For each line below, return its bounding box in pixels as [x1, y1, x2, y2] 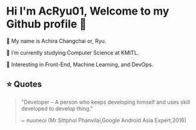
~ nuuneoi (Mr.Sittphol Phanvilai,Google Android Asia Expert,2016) [21, 117, 186, 124]
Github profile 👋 [6, 17, 87, 31]
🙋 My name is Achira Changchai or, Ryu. [6, 37, 106, 44]
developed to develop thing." [21, 104, 93, 112]
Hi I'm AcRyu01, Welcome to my [6, 4, 169, 18]
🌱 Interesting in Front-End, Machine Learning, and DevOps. [6, 61, 154, 68]
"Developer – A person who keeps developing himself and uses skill [21, 98, 191, 106]
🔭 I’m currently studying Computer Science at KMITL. [6, 49, 139, 56]
